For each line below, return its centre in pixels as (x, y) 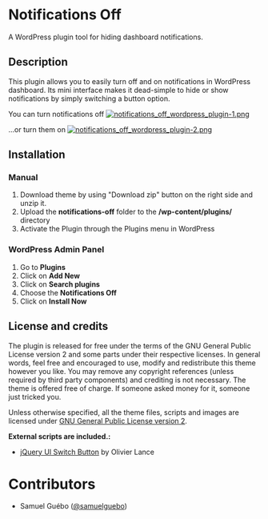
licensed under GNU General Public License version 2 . (98, 420)
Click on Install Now (53, 301)
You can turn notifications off (56, 114)
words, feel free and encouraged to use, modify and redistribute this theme (132, 363)
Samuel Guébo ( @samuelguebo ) (74, 506)
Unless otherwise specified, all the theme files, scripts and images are (124, 412)
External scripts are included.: (60, 436)
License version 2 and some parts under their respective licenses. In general (134, 354)
